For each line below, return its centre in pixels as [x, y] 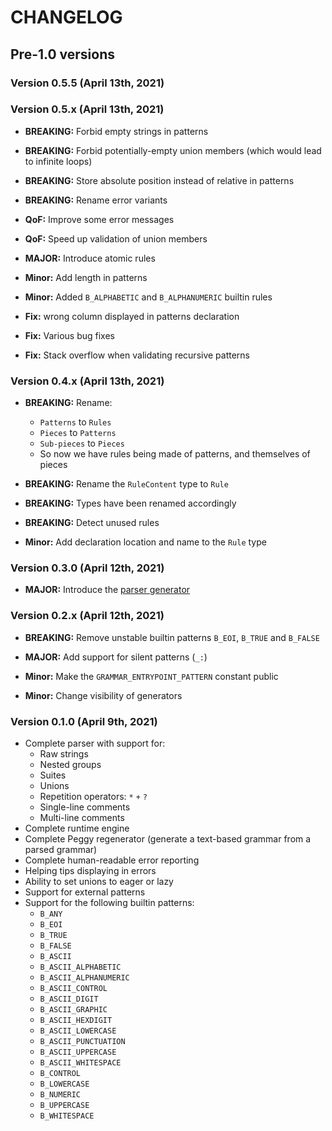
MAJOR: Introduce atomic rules [90, 258]
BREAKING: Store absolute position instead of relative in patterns [159, 180]
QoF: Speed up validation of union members [116, 238]
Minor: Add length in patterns [86, 277]
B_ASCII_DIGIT [69, 999]
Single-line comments [85, 807]
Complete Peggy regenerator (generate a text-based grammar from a [168, 838]
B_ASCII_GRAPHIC [73, 1009]
